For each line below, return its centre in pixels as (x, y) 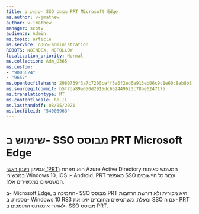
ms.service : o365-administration (47, 45)
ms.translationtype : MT (36, 94)
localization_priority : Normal (45, 56)
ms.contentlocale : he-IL (37, 100)
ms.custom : (20, 67)
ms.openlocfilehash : (32, 84)
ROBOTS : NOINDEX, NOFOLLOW (39, 50)
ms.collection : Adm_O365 (37, 61)
